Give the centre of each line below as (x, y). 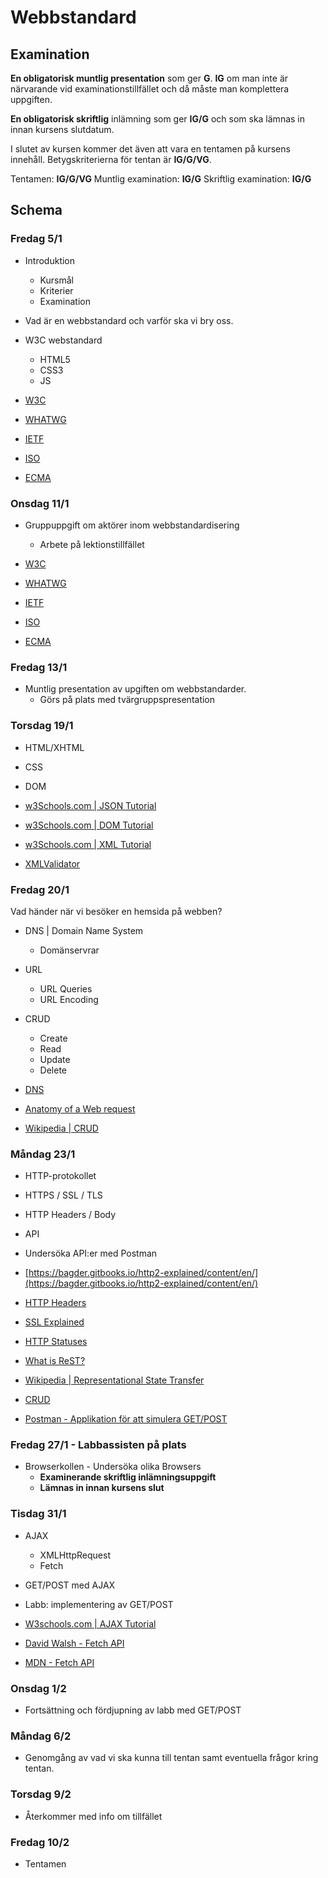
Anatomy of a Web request (80, 1108)
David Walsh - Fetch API (74, 1643)
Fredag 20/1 (40, 889)
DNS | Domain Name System (84, 930)
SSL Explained (54, 1322)
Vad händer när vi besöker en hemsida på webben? (116, 911)
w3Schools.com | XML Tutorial (88, 844)
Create (53, 1038)
